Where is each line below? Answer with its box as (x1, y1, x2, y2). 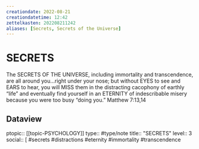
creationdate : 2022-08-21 (6, 8, 70, 15)
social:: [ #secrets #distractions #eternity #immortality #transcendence (6, 136, 181, 143)
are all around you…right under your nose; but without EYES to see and (6, 77, 181, 84)
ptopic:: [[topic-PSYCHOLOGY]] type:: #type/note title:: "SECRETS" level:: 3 (6, 130, 192, 136)
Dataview (6, 114, 42, 124)
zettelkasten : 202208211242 (6, 20, 76, 26)
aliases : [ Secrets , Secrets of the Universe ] (6, 25, 121, 32)
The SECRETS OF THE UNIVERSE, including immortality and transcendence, (6, 71, 194, 78)
